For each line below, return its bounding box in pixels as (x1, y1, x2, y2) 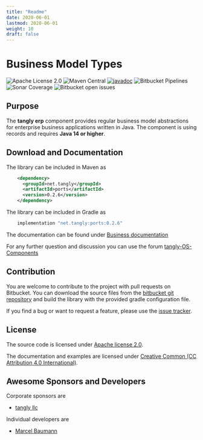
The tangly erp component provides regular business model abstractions (6, 117, 189, 124)
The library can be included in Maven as (6, 164, 106, 171)
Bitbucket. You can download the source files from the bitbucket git (6, 289, 174, 296)
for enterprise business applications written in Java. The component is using (6, 123, 197, 130)
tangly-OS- (164, 243, 192, 250)
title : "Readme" (6, 8, 47, 15)
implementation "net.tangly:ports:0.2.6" (17, 220, 123, 226)
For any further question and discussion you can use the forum (6, 243, 163, 250)
